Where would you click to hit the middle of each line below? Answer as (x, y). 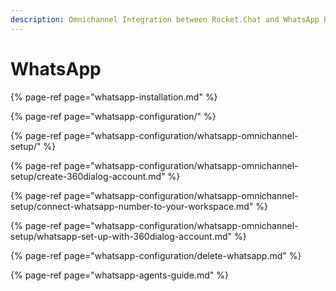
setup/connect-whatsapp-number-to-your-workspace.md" (132, 206)
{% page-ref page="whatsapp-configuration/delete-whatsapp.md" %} (156, 255)
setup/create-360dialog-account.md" (88, 176)
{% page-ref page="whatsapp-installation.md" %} (114, 97)
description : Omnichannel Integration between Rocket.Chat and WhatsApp (165, 19)
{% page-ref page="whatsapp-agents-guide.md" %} (119, 275)
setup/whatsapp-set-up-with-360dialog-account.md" (121, 236)
